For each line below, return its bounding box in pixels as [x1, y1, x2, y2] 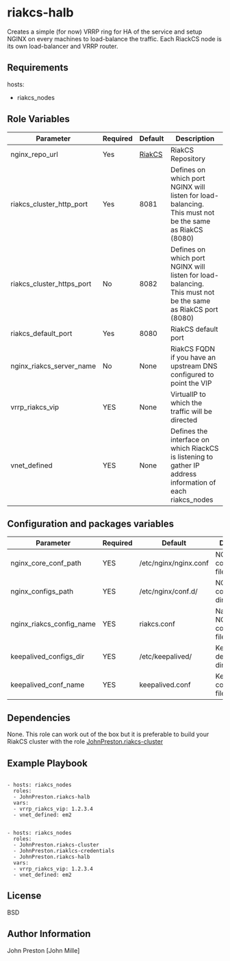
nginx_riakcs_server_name [10, 361, 97, 371]
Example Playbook [7, 757, 88, 769]
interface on [170, 435, 210, 444]
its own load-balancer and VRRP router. [7, 42, 118, 50]
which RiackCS [170, 443, 219, 453]
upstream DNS [170, 361, 218, 371]
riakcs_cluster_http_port [10, 199, 88, 208]
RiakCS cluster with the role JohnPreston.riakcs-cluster [7, 738, 163, 746]
